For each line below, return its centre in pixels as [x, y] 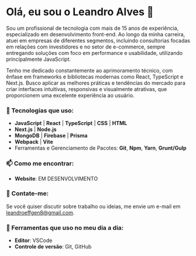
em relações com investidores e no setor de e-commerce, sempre [86, 47]
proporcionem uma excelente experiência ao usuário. [70, 95]
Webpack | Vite [34, 142]
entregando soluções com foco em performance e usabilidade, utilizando [94, 53]
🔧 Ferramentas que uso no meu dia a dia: [65, 227]
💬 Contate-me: [27, 193]
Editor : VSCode [33, 241]
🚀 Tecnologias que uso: [40, 110]
